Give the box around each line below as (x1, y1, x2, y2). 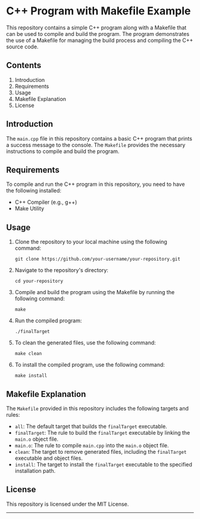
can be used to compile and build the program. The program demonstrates (6, 30, 189, 37)
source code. (6, 43, 39, 50)
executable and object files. (14, 454, 83, 462)
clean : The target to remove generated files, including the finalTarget (14, 448, 187, 455)
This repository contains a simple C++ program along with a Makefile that (6, 24, 187, 31)
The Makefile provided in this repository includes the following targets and (6, 405, 189, 412)
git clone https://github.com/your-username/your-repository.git (14, 256, 180, 262)
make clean (14, 351, 42, 357)
